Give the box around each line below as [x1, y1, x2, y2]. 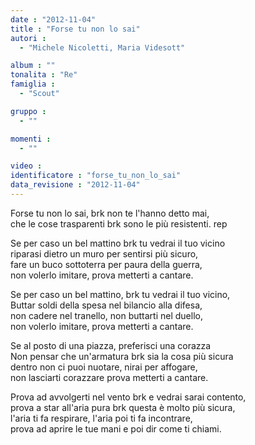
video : [10, 161, 43, 171]
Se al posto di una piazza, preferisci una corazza [10, 339, 212, 351]
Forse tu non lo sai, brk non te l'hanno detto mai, [10, 207, 210, 219]
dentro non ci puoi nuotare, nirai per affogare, [10, 361, 198, 373]
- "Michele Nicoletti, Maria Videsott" [19, 42, 186, 53]
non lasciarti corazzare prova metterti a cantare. [10, 371, 209, 383]
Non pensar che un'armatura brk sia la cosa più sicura [10, 350, 234, 362]
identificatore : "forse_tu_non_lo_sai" [10, 171, 182, 181]
